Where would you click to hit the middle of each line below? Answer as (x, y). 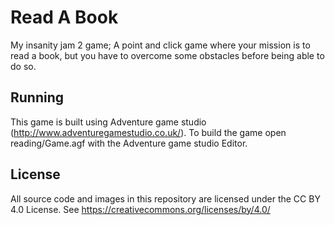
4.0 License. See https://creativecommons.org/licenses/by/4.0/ (140, 209)
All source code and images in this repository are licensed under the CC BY (165, 198)
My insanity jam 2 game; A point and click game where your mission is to (160, 45)
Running (37, 97)
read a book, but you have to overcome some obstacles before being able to (167, 55)
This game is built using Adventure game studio (108, 122)
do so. (23, 66)
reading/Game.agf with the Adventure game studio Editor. (129, 143)
